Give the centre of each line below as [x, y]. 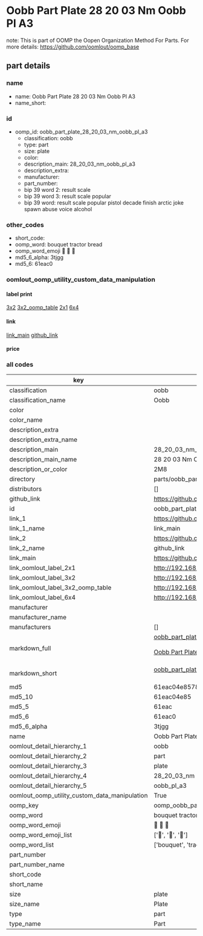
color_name [26, 420]
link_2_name [27, 548]
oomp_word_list [32, 845]
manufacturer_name [38, 617]
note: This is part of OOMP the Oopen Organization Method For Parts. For [98, 40]
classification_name [37, 400]
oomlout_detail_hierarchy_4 [48, 776]
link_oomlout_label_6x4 [43, 597]
